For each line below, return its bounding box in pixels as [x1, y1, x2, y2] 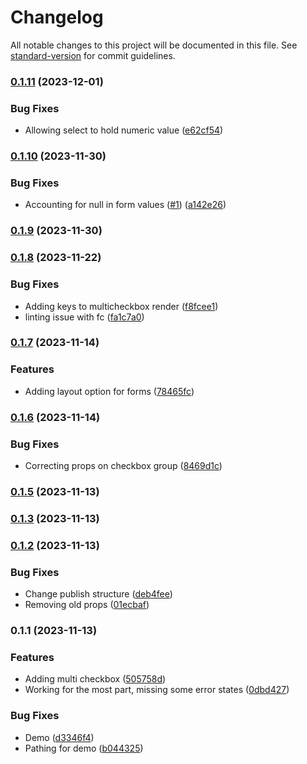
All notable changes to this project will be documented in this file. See [10, 39, 298, 51]
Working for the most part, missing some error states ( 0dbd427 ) [24, 684, 290, 696]
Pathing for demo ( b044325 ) [24, 742, 144, 754]
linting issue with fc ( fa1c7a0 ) [24, 311, 145, 323]
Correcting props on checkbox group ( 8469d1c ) [24, 459, 223, 471]
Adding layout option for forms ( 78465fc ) [24, 385, 195, 397]
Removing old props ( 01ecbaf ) [24, 599, 150, 611]
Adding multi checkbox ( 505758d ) [24, 673, 167, 685]
